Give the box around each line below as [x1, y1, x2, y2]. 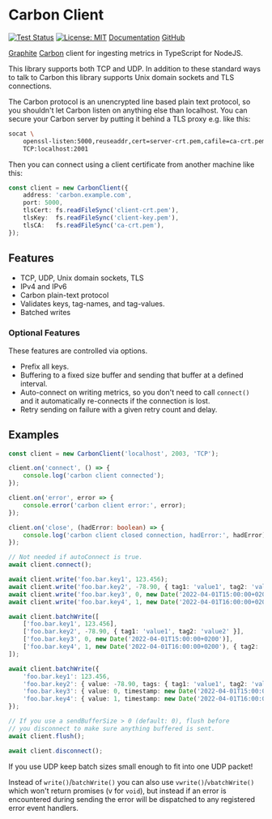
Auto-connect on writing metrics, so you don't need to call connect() [19, 387, 250, 397]
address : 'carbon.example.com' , [23, 191, 132, 199]
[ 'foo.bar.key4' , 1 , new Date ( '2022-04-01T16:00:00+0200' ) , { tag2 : [23, 642, 259, 651]
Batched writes [19, 307, 71, 317]
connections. [8, 81, 53, 91]
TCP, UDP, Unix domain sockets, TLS [19, 273, 144, 283]
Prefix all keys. [19, 361, 70, 371]
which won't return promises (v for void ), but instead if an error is [8, 786, 227, 796]
